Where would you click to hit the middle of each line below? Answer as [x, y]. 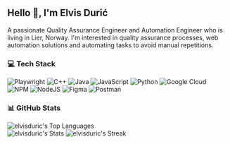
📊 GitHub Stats [34, 108]
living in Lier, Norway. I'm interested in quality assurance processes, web [113, 37]
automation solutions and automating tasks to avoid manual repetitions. [110, 45]
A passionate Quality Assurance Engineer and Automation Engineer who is [115, 30]
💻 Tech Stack [32, 64]
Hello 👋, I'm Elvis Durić [58, 13]
